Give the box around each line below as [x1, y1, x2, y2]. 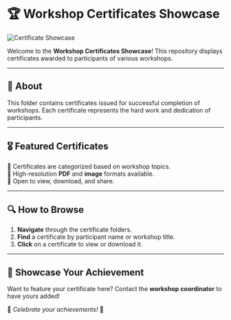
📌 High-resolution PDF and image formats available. [7, 170, 155, 178]
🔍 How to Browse [7, 204, 85, 216]
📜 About [7, 80, 43, 92]
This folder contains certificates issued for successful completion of [7, 98, 201, 107]
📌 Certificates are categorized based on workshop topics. [7, 162, 170, 170]
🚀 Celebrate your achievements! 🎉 [7, 306, 104, 314]
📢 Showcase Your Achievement [7, 266, 144, 278]
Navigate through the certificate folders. [16, 225, 132, 234]
